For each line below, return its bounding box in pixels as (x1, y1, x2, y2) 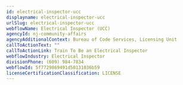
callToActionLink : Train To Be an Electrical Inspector (6, 48, 148, 54)
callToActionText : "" (6, 42, 60, 48)
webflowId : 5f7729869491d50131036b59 (6, 64, 100, 71)
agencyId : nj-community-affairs (6, 31, 86, 37)
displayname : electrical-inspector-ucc (6, 14, 106, 20)
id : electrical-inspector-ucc (6, 8, 82, 15)
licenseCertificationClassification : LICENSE (6, 70, 121, 76)
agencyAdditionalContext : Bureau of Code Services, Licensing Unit (6, 37, 178, 42)
